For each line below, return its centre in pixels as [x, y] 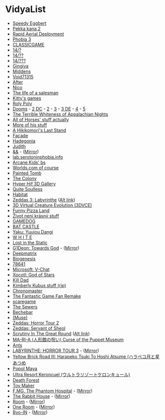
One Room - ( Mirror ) [34, 407]
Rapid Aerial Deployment [38, 34]
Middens [22, 71]
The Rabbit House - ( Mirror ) [41, 396]
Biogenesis [24, 258]
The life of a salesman [35, 93]
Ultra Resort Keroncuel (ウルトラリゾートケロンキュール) [71, 374]
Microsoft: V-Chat [31, 269]
